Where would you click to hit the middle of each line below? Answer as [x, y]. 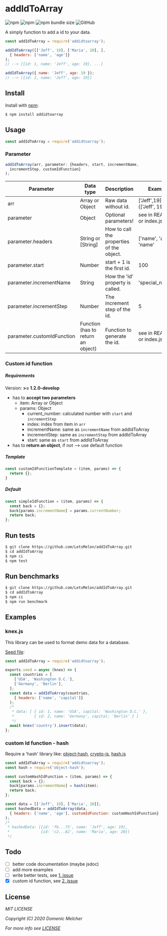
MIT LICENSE [19, 909]
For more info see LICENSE [33, 928]
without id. [118, 207]
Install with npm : [22, 105]
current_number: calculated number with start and [80, 413]
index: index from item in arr [56, 424]
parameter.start [26, 266]
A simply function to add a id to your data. [48, 32]
